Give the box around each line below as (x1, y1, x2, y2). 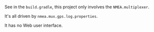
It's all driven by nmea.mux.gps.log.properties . (4, 13, 98, 19)
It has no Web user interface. (4, 22, 63, 28)
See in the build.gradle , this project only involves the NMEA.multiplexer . (4, 4, 150, 10)
